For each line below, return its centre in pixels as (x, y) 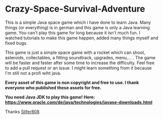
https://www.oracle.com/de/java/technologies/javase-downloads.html (79, 102)
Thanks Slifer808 (22, 111)
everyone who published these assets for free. (53, 87)
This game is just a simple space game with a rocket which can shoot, (75, 52)
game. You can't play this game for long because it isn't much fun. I (73, 33)
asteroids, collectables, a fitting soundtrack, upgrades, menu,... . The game (80, 57)
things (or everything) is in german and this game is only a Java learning (77, 27)
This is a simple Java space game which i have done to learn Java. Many (78, 22)
